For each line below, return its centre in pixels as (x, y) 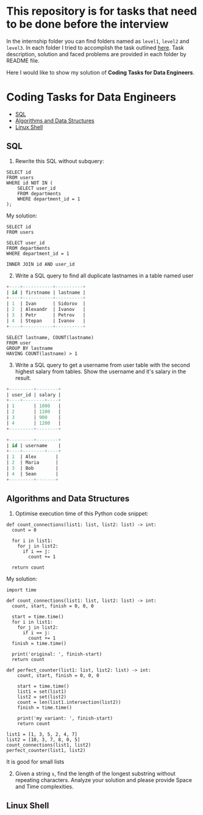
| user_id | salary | (34, 395)
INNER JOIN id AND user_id (41, 264)
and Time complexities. (45, 786)
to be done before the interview (87, 24)
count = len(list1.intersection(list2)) (69, 702)
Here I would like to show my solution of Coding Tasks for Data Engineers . (101, 72)
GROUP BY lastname (30, 348)
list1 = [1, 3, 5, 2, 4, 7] (42, 734)
